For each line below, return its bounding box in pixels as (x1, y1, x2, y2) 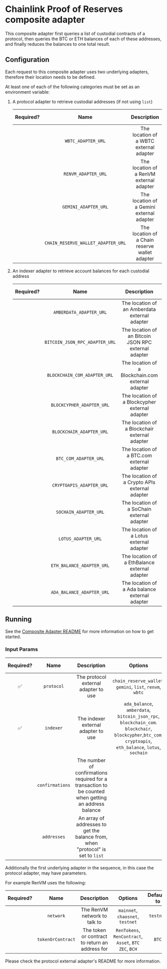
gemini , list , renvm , (116, 683, 162, 690)
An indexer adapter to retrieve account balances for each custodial (12, 268, 150, 274)
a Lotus (131, 532, 148, 539)
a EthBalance (124, 559, 155, 566)
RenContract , (113, 933, 143, 940)
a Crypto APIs (123, 479, 156, 486)
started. (5, 634, 21, 640)
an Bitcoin (127, 332, 151, 339)
